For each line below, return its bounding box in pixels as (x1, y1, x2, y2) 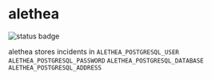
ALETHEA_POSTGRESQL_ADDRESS (8, 63, 102, 72)
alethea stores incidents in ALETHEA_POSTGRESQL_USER (8, 46, 180, 56)
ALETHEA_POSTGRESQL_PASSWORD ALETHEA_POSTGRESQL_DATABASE (8, 57, 204, 65)
